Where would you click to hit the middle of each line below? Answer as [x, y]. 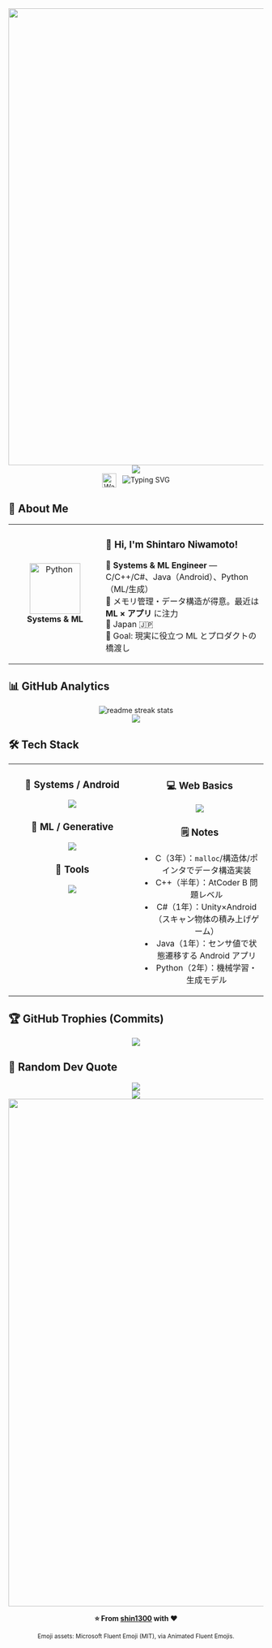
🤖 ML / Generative [72, 827]
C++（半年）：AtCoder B [202, 883]
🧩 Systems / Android [72, 785]
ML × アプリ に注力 [142, 613]
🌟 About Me [38, 509]
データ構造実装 [223, 871]
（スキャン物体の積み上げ [202, 919]
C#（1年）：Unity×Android [207, 907]
